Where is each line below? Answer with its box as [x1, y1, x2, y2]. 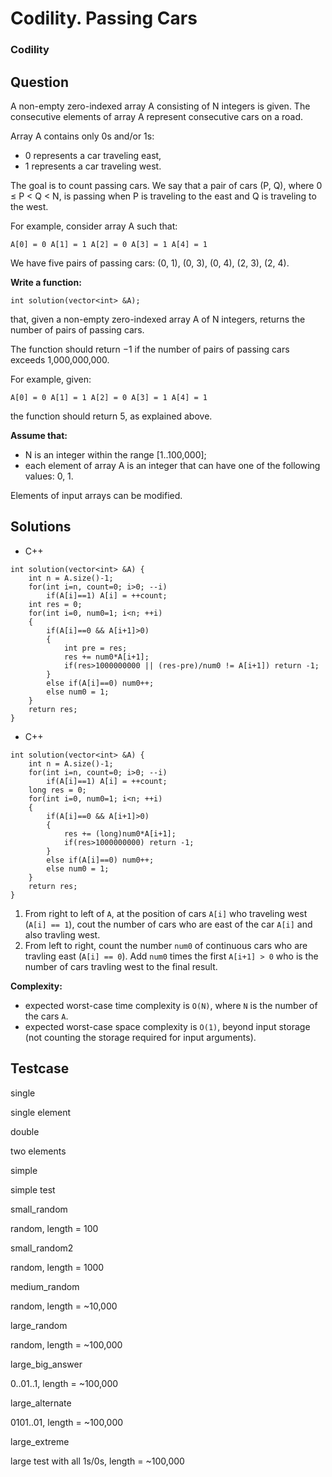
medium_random [10, 1280, 80, 1292]
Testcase [10, 1060, 70, 1077]
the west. [10, 200, 49, 212]
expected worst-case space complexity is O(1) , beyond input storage [24, 1020, 311, 1032]
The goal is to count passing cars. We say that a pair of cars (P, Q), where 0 [10, 179, 323, 191]
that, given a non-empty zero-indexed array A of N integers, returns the [10, 313, 306, 325]
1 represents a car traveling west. [24, 160, 162, 172]
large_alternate [10, 1397, 72, 1409]
